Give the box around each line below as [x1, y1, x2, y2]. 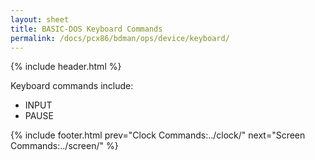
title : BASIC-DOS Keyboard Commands [10, 24, 163, 34]
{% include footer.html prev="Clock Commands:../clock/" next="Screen [10, 129, 306, 141]
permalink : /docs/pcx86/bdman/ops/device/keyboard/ [10, 33, 230, 43]
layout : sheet [10, 14, 70, 25]
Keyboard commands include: [10, 80, 134, 92]
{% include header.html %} [10, 61, 122, 73]
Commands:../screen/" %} [10, 140, 119, 152]
